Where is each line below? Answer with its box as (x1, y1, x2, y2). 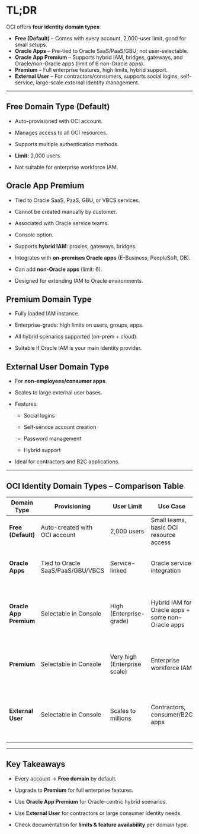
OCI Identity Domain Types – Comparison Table (6, 481, 184, 491)
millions (110, 714, 131, 722)
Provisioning (54, 503, 91, 510)
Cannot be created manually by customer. (14, 208, 117, 215)
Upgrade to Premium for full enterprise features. (14, 786, 134, 794)
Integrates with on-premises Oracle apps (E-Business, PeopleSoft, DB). (14, 254, 191, 261)
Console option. (14, 231, 54, 238)
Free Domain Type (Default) (6, 102, 110, 112)
